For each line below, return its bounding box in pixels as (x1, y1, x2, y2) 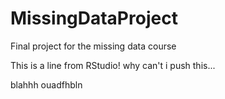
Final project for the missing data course (10, 40, 177, 52)
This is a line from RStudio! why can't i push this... (10, 59, 216, 71)
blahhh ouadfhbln (10, 78, 83, 91)
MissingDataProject (10, 7, 178, 30)
